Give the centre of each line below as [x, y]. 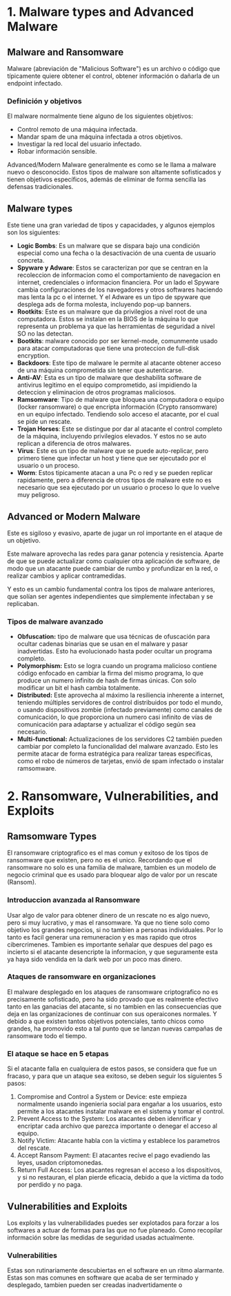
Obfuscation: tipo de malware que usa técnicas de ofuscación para [113, 637]
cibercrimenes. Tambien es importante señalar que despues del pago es [110, 944]
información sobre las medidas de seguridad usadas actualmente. [101, 1237]
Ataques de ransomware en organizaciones [82, 977]
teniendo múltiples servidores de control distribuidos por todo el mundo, [120, 702]
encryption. [33, 356]
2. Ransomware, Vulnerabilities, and [113, 796]
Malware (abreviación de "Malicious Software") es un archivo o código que [114, 69]
